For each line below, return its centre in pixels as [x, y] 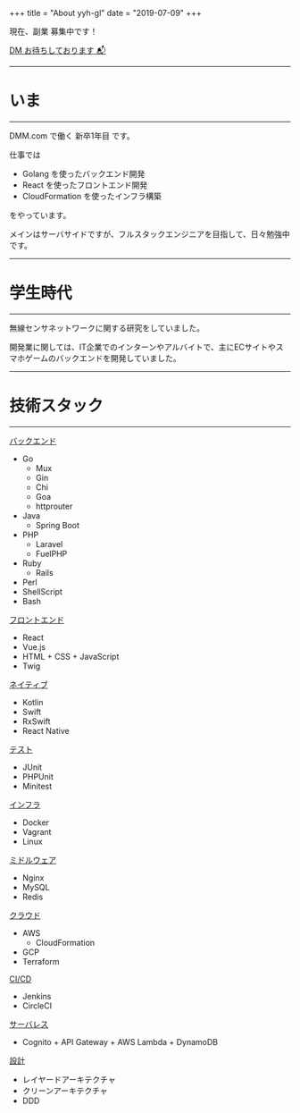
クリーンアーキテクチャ [65, 1091]
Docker [36, 822]
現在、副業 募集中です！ [54, 31]
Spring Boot [58, 525]
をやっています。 [40, 215]
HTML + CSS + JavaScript [71, 656]
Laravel [49, 544]
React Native [46, 730]
